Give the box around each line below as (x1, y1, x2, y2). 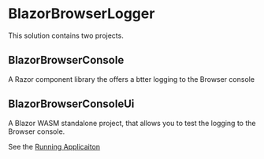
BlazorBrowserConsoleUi (8, 98, 135, 111)
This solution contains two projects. (8, 31, 124, 40)
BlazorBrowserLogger (8, 5, 155, 23)
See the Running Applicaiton (8, 142, 101, 151)
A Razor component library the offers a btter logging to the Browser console (8, 74, 255, 83)
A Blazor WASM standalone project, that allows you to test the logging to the (8, 118, 256, 128)
